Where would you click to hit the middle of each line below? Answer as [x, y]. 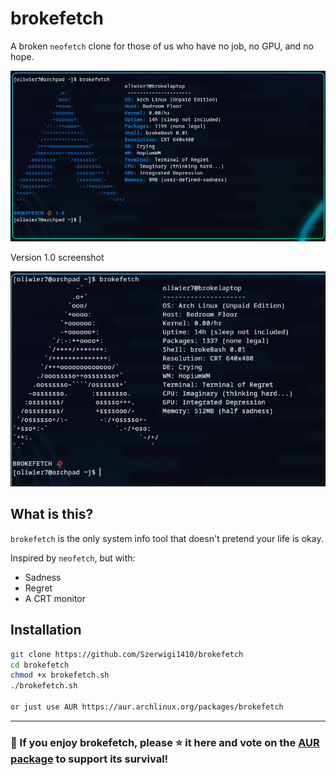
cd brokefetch [40, 665]
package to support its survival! [89, 759]
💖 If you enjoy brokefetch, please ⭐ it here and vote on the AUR [165, 742]
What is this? [52, 514]
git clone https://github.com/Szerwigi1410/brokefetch [127, 654]
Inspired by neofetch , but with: [73, 558]
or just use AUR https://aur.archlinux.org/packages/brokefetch [147, 707]
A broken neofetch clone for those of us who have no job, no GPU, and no [162, 46]
